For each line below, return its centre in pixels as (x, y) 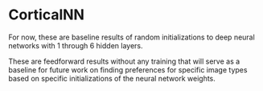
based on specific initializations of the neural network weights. (112, 78)
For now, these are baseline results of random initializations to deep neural (131, 37)
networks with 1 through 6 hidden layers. (76, 45)
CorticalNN (46, 15)
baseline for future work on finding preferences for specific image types (128, 69)
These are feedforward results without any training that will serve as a (124, 61)
